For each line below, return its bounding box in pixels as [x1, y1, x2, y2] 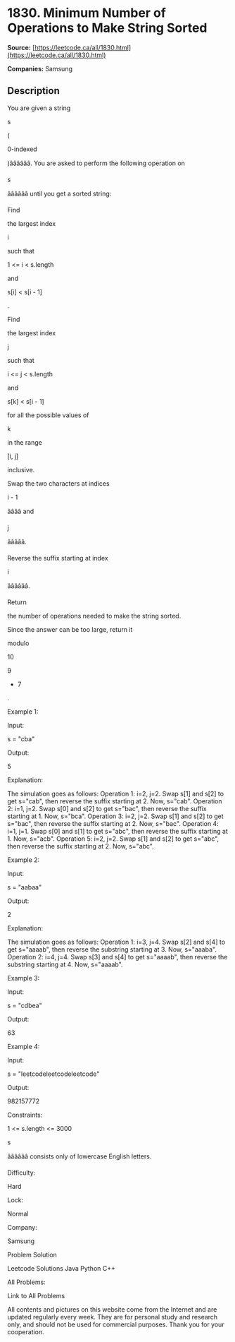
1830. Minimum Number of [7, 5, 167, 21]
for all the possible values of [7, 411, 89, 419]
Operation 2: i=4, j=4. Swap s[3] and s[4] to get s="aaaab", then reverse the [7, 952, 228, 961]
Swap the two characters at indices [7, 479, 110, 488]
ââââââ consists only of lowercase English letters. [7, 1152, 152, 1161]
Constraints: [7, 1110, 43, 1119]
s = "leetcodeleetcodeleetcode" [7, 1070, 100, 1078]
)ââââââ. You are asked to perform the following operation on [7, 159, 185, 167]
